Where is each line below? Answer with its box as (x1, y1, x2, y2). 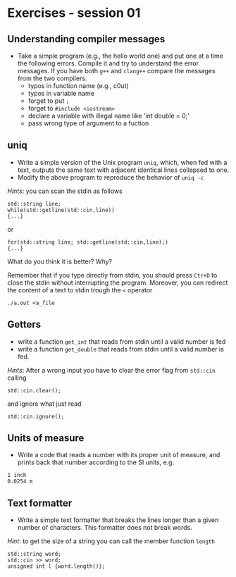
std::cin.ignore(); (7, 413, 65, 420)
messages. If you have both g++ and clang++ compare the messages (17, 67, 216, 75)
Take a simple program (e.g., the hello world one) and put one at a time (17, 51, 224, 60)
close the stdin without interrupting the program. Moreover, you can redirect (7, 278, 228, 287)
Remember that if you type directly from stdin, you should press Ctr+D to (7, 271, 218, 279)
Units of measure (7, 432, 85, 445)
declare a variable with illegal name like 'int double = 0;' (27, 111, 190, 120)
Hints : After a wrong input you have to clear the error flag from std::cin (7, 366, 216, 374)
